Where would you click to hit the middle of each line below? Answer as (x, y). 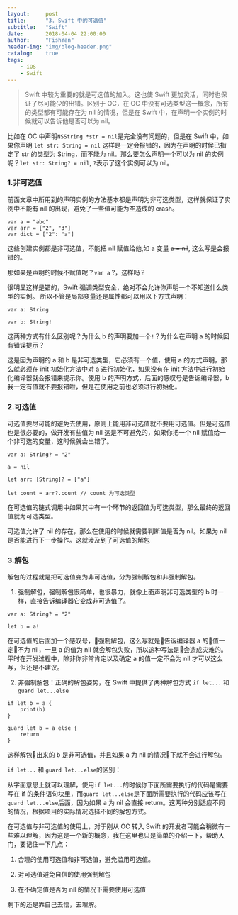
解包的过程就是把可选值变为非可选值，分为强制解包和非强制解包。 (103, 577)
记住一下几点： (47, 844)
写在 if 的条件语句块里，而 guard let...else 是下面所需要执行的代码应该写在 (117, 794)
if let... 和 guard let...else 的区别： (64, 770)
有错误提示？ (26, 345)
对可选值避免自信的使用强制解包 (64, 875)
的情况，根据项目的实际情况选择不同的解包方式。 (79, 811)
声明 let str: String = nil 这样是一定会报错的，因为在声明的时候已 (120, 145)
